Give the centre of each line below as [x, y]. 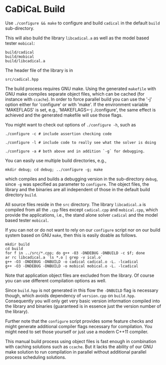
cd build [14, 248]
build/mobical [20, 57]
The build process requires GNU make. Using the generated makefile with [81, 89]
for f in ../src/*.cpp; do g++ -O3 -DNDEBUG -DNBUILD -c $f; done [75, 253]
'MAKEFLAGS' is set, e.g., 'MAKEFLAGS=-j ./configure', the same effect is [81, 110]
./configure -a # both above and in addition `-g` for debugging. [75, 151]
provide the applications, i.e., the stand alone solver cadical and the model [82, 215]
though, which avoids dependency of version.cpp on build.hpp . [70, 295]
